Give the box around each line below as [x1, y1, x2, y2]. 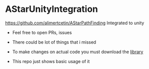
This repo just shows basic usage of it [12, 58, 90, 64]
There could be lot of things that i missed [12, 39, 97, 45]
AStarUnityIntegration [5, 3, 98, 15]
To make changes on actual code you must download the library [12, 49, 144, 55]
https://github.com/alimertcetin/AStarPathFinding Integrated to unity [5, 20, 145, 26]
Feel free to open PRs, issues [12, 29, 72, 35]
